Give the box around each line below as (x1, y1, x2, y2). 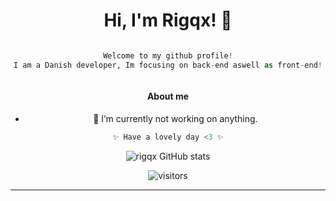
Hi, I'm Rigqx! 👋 (103, 9, 233, 32)
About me (146, 90, 190, 103)
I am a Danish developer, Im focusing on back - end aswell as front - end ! (13, 60, 323, 70)
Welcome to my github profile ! (103, 50, 233, 61)
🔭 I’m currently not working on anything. (93, 112, 258, 124)
